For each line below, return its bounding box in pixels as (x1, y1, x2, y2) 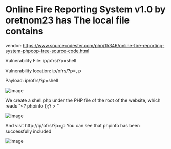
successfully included (5, 128, 52, 134)
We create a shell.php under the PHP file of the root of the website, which (5, 97, 161, 103)
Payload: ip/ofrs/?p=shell (5, 77, 58, 83)
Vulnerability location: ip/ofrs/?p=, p (5, 68, 81, 74)
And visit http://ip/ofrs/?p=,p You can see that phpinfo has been (5, 122, 140, 129)
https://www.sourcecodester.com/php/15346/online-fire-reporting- (23, 42, 165, 48)
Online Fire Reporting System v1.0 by (5, 4, 166, 15)
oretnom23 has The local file (5, 14, 130, 26)
